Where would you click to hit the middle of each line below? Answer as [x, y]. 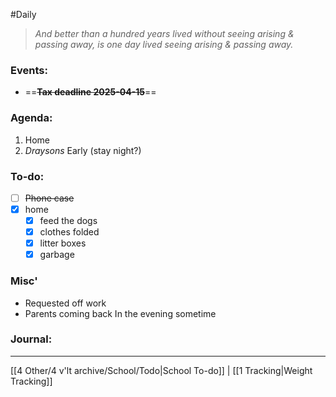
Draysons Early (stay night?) [83, 150]
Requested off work [65, 303]
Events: [29, 70]
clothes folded [69, 232]
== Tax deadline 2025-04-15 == [90, 92]
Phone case [49, 198]
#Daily [23, 14]
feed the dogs [68, 221]
